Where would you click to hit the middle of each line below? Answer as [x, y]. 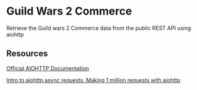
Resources [27, 54]
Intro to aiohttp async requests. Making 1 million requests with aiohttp [94, 80]
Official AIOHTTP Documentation [48, 68]
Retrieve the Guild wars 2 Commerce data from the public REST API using [99, 28]
